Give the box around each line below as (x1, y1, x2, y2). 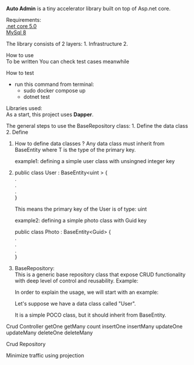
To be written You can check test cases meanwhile (6, 58, 129, 65)
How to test (6, 69, 34, 76)
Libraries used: (6, 105, 42, 111)
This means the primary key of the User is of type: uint (14, 205, 147, 213)
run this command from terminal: (14, 81, 94, 88)
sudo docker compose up (23, 87, 86, 94)
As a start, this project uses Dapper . (6, 111, 94, 118)
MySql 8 (6, 29, 26, 36)
